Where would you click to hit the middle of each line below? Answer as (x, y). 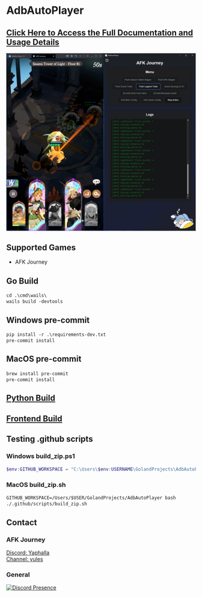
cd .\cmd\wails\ (26, 295)
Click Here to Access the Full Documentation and (100, 33)
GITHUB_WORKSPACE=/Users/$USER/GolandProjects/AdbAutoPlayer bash (91, 498)
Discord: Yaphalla (28, 553)
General (18, 575)
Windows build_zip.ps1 (41, 456)
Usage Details (33, 42)
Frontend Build (34, 419)
